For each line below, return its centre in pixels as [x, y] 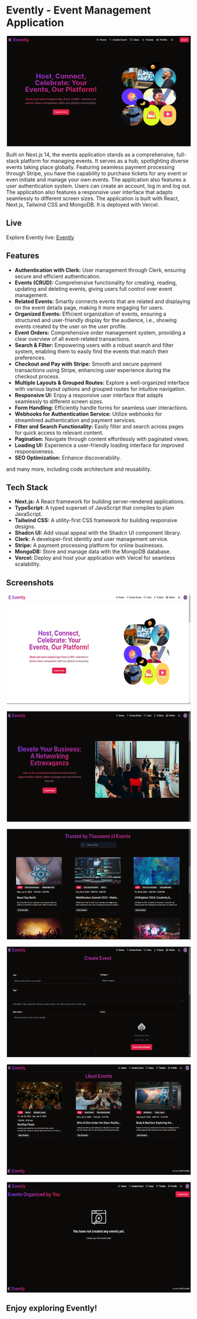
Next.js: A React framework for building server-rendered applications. [100, 501]
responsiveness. [34, 451]
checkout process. [37, 376]
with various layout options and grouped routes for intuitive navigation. [100, 388]
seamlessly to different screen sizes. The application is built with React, [93, 198]
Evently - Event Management [79, 10]
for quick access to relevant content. [59, 433]
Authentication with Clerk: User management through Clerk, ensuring [100, 270]
